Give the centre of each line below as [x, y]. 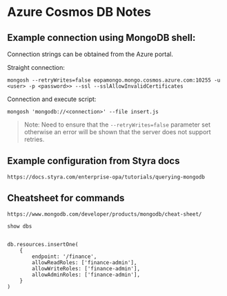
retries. [34, 139]
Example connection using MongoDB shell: [101, 38]
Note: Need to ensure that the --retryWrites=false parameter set [117, 124]
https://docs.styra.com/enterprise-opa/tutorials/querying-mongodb [106, 177]
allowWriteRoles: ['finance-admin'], [86, 268]
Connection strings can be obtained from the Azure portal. [90, 54]
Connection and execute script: [52, 99]
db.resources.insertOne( [43, 244]
